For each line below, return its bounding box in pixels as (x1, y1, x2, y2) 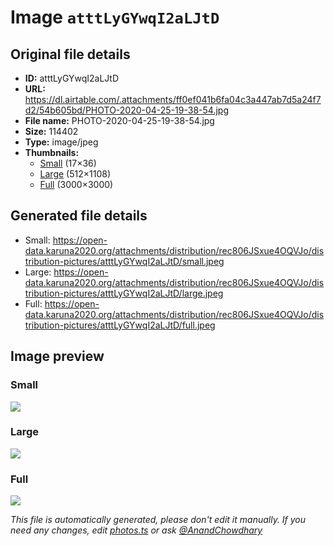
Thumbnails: (24, 147, 80, 158)
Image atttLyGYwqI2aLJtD (10, 6, 220, 29)
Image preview (10, 348, 105, 365)
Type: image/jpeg (24, 136, 99, 148)
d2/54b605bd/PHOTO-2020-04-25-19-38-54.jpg (24, 104, 229, 116)
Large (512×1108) (39, 168, 112, 180)
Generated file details (10, 207, 148, 225)
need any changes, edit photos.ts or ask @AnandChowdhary (10, 524, 263, 536)
